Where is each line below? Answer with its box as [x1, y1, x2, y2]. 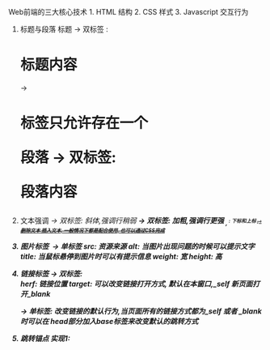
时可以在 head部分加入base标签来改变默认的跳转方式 [19, 316, 199, 326]
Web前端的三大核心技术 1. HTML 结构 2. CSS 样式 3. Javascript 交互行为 [8, 7, 249, 16]
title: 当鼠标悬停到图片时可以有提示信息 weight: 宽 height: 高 [19, 251, 222, 261]
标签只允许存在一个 [19, 114, 148, 132]
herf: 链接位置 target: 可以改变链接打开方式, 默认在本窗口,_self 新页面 [19, 279, 253, 288]
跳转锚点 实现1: [19, 333, 70, 343]
